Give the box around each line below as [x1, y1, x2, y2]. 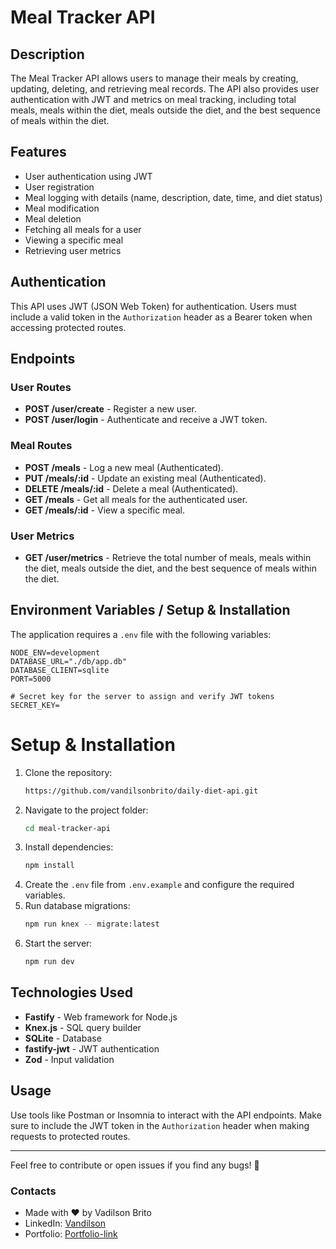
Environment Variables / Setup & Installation [10, 602, 291, 619]
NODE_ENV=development [10, 647, 101, 658]
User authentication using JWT [24, 170, 153, 182]
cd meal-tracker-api [24, 823, 111, 833]
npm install [24, 861, 75, 871]
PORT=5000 [10, 674, 52, 684]
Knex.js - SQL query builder [24, 1021, 142, 1033]
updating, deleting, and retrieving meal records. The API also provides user [10, 83, 320, 95]
